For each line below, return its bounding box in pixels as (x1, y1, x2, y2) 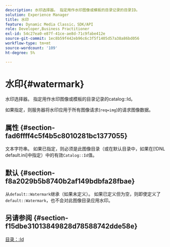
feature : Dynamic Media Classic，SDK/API (5, 21, 93, 27)
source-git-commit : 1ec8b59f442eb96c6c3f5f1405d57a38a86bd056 (5, 36, 140, 41)
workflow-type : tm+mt (5, 41, 51, 46)
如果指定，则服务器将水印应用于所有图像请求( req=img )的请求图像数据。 (5, 107, 154, 113)
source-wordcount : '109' (5, 45, 58, 51)
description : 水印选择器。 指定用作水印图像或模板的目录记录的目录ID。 (5, 7, 140, 13)
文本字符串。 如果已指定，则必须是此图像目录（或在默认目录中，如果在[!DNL (5, 146, 165, 152)
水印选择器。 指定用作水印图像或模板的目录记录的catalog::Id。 (5, 96, 135, 102)
